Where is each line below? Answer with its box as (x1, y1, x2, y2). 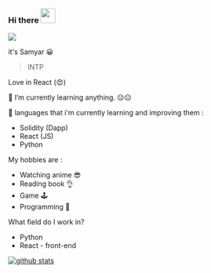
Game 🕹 (19, 191, 49, 200)
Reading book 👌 (19, 179, 74, 188)
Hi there (8, 14, 39, 25)
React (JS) (19, 132, 54, 141)
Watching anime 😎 (19, 170, 82, 180)
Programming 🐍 (19, 202, 71, 212)
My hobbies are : (8, 155, 63, 165)
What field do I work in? (8, 217, 85, 227)
